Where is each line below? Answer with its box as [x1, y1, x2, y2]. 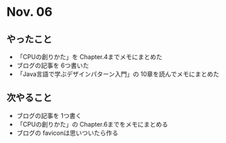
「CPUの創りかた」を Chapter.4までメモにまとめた [16, 53, 163, 60]
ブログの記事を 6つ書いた [16, 61, 89, 69]
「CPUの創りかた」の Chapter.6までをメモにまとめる [16, 120, 169, 128]
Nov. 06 [6, 4, 53, 20]
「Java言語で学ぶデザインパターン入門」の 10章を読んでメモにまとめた [16, 70, 220, 78]
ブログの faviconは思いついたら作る [16, 129, 119, 137]
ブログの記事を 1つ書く [16, 111, 82, 120]
